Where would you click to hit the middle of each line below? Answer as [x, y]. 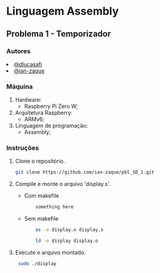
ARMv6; [34, 119]
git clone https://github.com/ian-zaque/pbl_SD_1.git [85, 172]
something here [55, 207]
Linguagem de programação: [51, 126]
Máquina [20, 87]
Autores [19, 51]
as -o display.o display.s [70, 230]
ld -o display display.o [67, 241]
